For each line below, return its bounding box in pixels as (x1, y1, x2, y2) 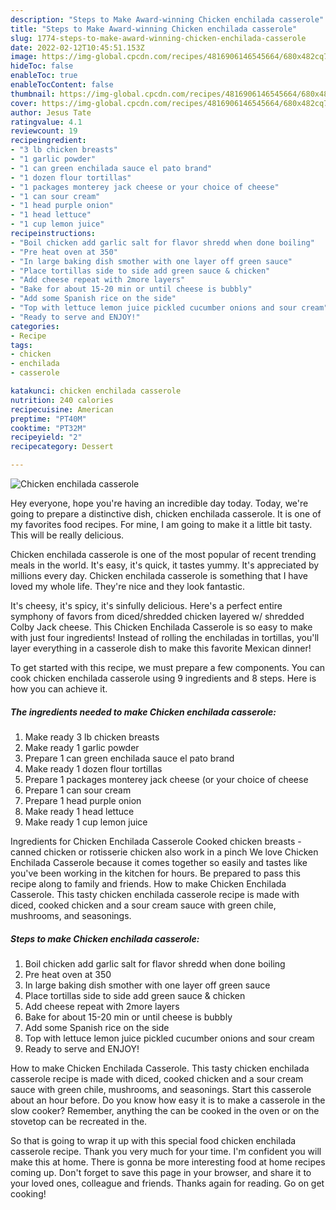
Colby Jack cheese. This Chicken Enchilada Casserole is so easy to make (10, 621, 313, 633)
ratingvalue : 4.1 (10, 117, 83, 127)
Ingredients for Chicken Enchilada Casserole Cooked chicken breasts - (10, 835, 302, 847)
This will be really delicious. (10, 529, 125, 541)
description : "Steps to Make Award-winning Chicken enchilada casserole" (10, 14, 325, 25)
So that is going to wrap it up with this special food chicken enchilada (10, 1134, 297, 1146)
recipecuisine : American (10, 404, 114, 415)
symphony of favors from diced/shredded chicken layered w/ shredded (10, 611, 305, 622)
